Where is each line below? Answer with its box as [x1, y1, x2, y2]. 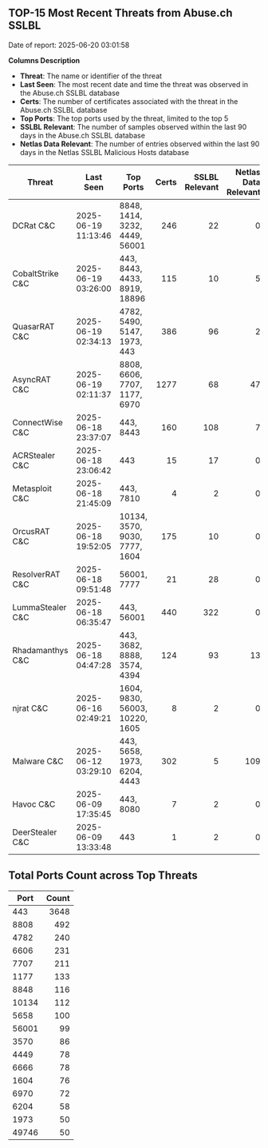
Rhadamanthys [12, 644, 69, 656]
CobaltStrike [12, 268, 59, 279]
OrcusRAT [12, 525, 50, 536]
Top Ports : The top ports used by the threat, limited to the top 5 [19, 114, 229, 123]
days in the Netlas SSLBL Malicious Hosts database [19, 147, 190, 157]
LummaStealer [12, 601, 67, 612]
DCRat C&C [12, 220, 56, 231]
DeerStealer [12, 827, 57, 838]
